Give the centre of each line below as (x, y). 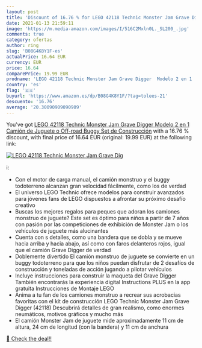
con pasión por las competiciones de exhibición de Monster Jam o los (102, 224)
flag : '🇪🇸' (21, 90)
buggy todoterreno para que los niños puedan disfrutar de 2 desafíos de (105, 262)
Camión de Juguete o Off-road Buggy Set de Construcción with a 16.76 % (98, 131)
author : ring (23, 46)
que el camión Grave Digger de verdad (63, 250)
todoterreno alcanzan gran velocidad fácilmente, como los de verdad (100, 186)
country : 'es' (24, 85)
